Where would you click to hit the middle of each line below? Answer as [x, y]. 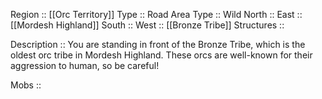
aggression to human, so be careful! [85, 65]
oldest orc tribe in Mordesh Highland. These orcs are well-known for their [161, 55]
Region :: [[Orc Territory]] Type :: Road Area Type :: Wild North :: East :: [156, 14]
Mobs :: [26, 85]
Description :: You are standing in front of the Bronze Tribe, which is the [158, 44]
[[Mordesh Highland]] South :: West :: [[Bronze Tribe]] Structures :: [147, 25]
